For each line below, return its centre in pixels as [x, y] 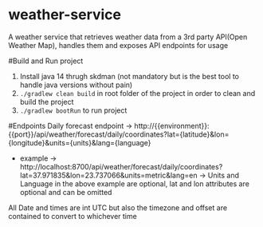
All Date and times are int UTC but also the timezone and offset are [118, 207]
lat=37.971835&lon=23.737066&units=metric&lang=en [108, 175]
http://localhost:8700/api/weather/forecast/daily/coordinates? [121, 166]
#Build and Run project [46, 61]
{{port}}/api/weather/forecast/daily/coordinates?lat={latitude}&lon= [119, 134]
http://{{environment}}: [172, 125]
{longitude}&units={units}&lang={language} [80, 142]
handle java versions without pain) [76, 85]
